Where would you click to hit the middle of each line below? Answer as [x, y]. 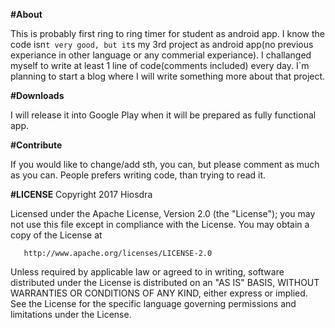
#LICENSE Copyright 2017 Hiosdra [81, 194]
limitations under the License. [71, 314]
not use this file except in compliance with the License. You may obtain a [160, 224]
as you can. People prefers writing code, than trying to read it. [138, 175]
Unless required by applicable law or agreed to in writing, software [147, 272]
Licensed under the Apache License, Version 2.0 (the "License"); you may [163, 213]
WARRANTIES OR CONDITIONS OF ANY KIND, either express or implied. [159, 293]
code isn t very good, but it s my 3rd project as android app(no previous [162, 44]
